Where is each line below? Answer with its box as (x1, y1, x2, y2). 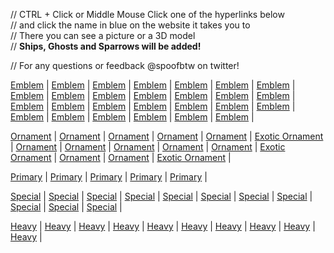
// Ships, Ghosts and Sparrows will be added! (10, 40, 202, 52)
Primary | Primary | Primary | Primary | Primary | (10, 171, 208, 183)
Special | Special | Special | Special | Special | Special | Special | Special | (10, 190, 313, 202)
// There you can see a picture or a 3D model (10, 30, 196, 41)
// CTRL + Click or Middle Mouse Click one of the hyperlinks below (10, 9, 285, 20)
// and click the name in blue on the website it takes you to (10, 19, 251, 31)
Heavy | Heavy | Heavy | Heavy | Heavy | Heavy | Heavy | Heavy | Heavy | (10, 220, 316, 232)
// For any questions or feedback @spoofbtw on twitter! (10, 60, 240, 71)
